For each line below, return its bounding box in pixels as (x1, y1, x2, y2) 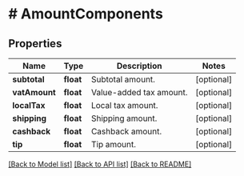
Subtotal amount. (90, 74, 156, 85)
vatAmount (12, 87, 56, 98)
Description (116, 61, 162, 71)
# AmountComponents (8, 5, 164, 23)
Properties (8, 37, 62, 50)
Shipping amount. (90, 113, 158, 124)
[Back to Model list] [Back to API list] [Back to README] (8, 159, 192, 169)
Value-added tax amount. (90, 87, 188, 98)
